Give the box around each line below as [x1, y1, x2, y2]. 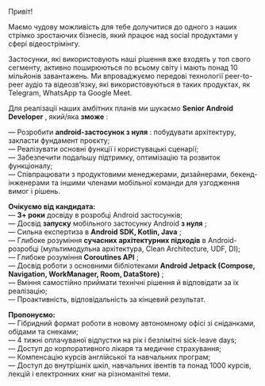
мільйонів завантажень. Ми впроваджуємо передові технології [8, 71, 224, 80]
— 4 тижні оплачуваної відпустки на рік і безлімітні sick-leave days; [8, 335, 237, 345]
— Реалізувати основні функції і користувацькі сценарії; [8, 145, 199, 153]
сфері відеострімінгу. [8, 39, 81, 48]
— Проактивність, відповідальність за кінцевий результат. [8, 295, 206, 304]
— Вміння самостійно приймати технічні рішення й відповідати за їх [8, 278, 240, 287]
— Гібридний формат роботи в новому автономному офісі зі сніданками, [8, 318, 256, 328]
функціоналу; [8, 161, 53, 170]
